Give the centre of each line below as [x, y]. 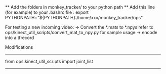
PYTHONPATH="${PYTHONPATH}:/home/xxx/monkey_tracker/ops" [74, 18]
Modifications [19, 47]
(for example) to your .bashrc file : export [47, 12]
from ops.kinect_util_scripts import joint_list [49, 61]
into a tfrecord [20, 37]
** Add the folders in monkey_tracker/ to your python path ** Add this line [80, 7]
